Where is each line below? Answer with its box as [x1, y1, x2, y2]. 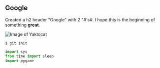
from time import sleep [5, 53, 54, 59]
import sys [5, 49, 28, 54]
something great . [5, 22, 40, 28]
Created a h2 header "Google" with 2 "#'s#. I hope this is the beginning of [5, 17, 155, 22]
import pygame [5, 58, 34, 63]
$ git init [5, 41, 28, 46]
